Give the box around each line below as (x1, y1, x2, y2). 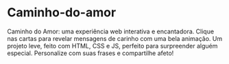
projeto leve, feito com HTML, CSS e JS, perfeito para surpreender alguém (7, 42, 218, 50)
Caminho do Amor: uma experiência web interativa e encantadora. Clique (7, 27, 215, 35)
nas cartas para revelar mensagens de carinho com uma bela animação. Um (7, 34, 223, 42)
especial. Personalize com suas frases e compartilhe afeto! (7, 49, 174, 57)
